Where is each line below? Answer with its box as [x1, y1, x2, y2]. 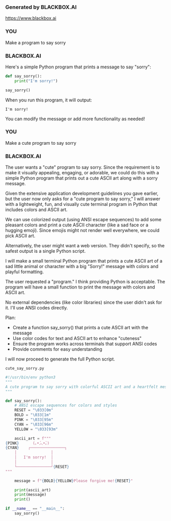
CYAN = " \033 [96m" [14, 422, 53, 427]
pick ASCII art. [5, 233, 36, 239]
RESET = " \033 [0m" [14, 408, 53, 413]
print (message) [14, 492, 47, 498]
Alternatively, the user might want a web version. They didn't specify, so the [5, 243, 165, 249]
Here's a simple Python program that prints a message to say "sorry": [5, 64, 151, 70]
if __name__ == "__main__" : [5, 506, 65, 511]
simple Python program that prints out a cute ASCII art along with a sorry [5, 175, 158, 181]
